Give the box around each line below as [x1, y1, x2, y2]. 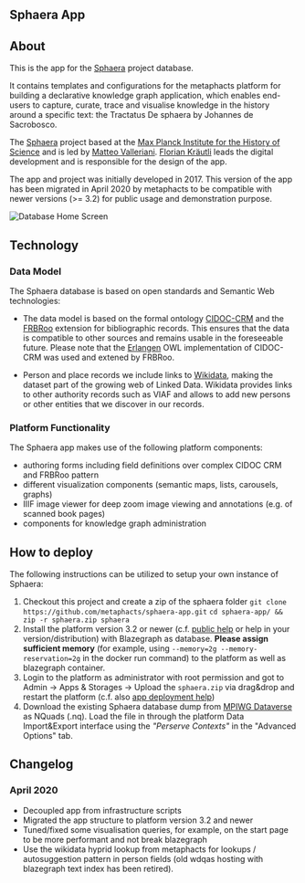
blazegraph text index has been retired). [22, 863, 174, 874]
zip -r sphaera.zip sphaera [22, 615, 130, 625]
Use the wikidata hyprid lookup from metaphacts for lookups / [22, 844, 257, 855]
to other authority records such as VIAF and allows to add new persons [22, 388, 290, 400]
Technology [9, 237, 79, 253]
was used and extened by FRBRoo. [43, 352, 175, 363]
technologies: [9, 295, 61, 306]
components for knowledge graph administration [22, 518, 207, 529]
